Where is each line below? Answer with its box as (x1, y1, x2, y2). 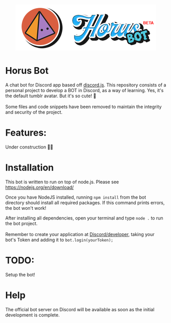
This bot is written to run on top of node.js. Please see (5, 179, 119, 185)
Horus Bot (5, 65, 49, 77)
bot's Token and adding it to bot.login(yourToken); (5, 237, 114, 243)
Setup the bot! (5, 271, 36, 277)
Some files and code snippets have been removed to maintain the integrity (5, 104, 162, 110)
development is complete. (5, 312, 60, 318)
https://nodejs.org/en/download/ (5, 184, 74, 190)
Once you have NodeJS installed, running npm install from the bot (5, 194, 146, 200)
